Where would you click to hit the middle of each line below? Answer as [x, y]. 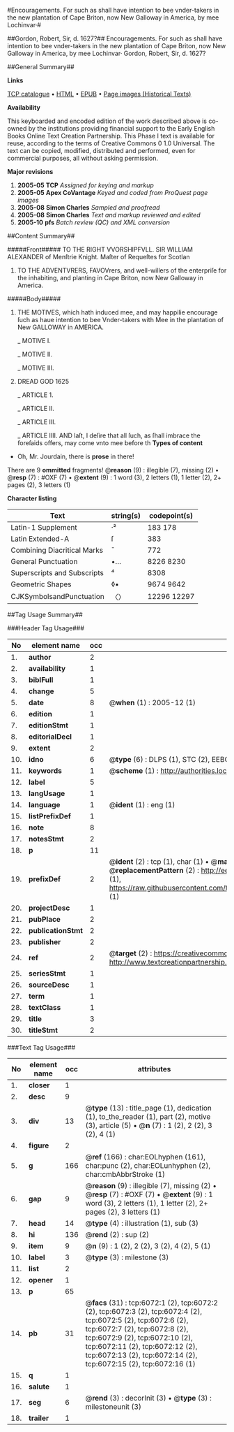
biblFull [41, 680]
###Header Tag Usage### [46, 628]
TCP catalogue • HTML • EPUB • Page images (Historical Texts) [99, 94]
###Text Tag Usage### [41, 1047]
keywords [46, 771]
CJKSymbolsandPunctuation [57, 596]
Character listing [32, 498]
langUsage [47, 794]
